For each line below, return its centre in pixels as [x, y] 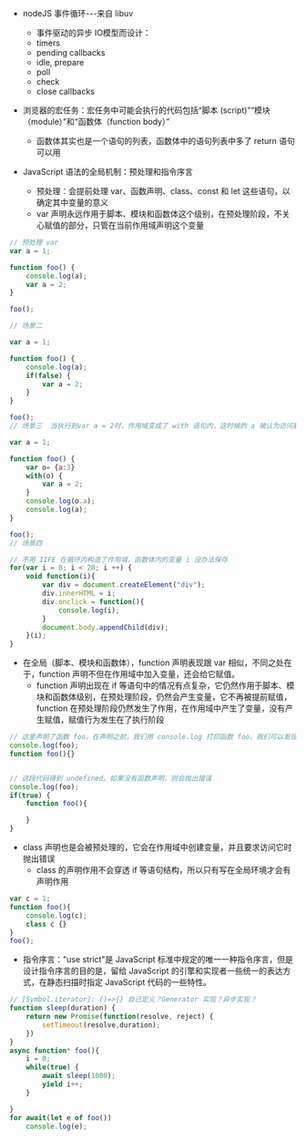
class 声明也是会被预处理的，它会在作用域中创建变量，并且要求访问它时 [157, 847]
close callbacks [66, 91]
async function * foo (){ [55, 1051]
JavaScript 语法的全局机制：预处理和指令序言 [107, 172]
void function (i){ [61, 577]
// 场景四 [26, 543]
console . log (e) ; [57, 1126]
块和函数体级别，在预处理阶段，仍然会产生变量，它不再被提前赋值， [164, 697]
